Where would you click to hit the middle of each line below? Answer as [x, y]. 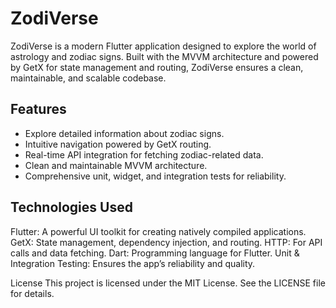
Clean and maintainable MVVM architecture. [116, 165]
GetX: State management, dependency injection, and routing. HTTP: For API [166, 242]
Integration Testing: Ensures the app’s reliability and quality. [133, 263]
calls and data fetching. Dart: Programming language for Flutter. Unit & [155, 253]
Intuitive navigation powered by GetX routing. [118, 144]
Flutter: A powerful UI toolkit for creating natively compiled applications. [158, 231]
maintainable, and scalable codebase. [88, 78]
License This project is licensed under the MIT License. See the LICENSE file [168, 283]
